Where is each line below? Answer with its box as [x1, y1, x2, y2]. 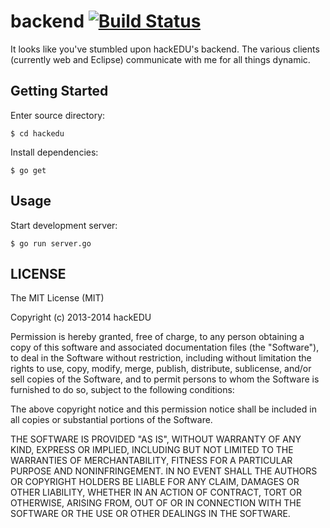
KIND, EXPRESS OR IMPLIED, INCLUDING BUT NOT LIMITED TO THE [10, 444, 294, 456]
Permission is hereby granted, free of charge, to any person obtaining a [10, 331, 305, 343]
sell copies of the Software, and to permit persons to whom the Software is [10, 373, 320, 385]
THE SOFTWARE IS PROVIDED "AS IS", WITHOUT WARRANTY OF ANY [10, 433, 302, 445]
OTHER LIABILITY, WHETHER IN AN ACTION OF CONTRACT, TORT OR [10, 486, 302, 499]
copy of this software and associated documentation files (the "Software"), [10, 341, 320, 354]
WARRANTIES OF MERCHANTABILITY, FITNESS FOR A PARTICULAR [10, 455, 293, 467]
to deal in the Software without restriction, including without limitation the [10, 352, 312, 364]
